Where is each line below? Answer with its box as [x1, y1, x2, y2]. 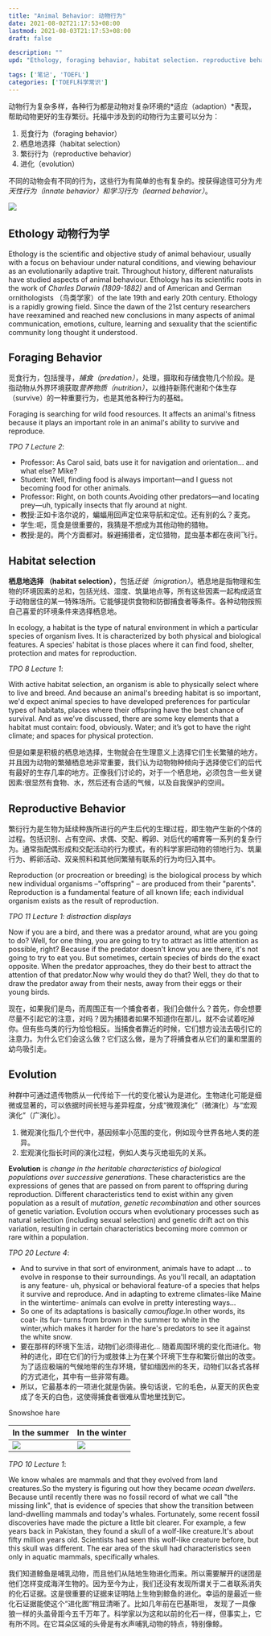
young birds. [8, 988, 51, 996]
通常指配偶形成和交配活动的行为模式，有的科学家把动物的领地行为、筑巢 [22, 844, 262, 854]
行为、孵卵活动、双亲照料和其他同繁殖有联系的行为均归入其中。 [8, 855, 220, 864]
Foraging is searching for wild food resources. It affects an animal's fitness [8, 409, 256, 419]
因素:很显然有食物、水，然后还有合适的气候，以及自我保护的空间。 [8, 778, 229, 788]
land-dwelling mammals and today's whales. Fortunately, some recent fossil [8, 1509, 260, 1518]
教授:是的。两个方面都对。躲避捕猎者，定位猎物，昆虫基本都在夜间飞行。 [19, 530, 262, 540]
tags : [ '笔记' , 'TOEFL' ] [8, 71, 89, 79]
